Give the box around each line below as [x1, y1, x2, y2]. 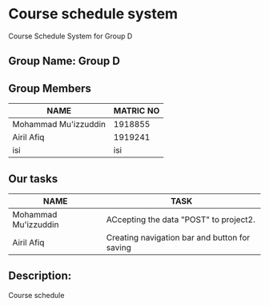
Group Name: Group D [8, 54, 120, 68]
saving [106, 241, 132, 252]
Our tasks [8, 172, 58, 185]
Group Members [8, 81, 92, 95]
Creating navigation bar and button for [106, 232, 251, 243]
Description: [8, 269, 72, 283]
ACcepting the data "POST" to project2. [106, 213, 256, 225]
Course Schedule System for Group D [8, 31, 133, 41]
